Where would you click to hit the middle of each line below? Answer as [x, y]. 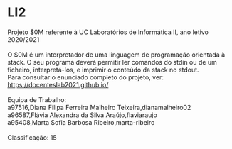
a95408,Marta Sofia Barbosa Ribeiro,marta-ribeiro [81, 122]
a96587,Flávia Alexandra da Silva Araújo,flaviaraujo [83, 115]
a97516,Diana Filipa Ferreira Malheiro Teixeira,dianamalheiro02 [99, 107]
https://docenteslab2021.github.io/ [58, 84]
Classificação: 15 [32, 137]
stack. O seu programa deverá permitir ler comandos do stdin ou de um [112, 62]
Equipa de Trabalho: [37, 99]
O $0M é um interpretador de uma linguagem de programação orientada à [116, 55]
